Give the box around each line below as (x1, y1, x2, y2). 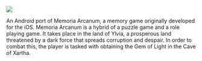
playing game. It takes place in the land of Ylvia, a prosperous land (6, 30, 172, 37)
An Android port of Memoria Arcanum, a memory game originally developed (6, 18, 195, 24)
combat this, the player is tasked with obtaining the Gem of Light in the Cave (6, 43, 196, 50)
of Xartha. (6, 50, 31, 56)
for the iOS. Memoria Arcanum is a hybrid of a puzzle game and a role (6, 24, 180, 31)
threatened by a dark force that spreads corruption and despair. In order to (6, 36, 192, 43)
